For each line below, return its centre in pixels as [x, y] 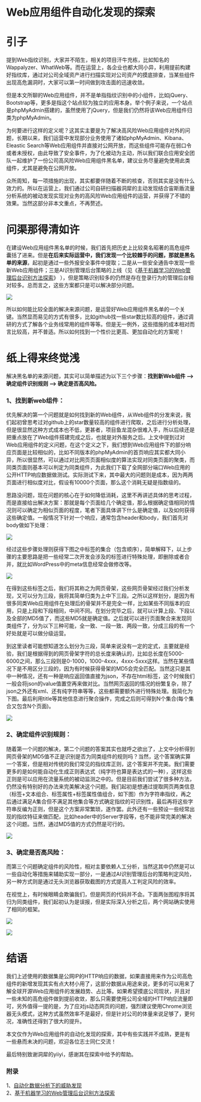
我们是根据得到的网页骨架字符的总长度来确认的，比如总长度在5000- [100, 654]
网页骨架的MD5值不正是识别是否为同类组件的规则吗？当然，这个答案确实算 [99, 756]
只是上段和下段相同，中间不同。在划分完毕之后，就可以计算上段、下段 [103, 611]
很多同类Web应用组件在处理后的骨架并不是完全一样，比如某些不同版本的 [96, 603]
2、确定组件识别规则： [39, 735]
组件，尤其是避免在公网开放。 [43, 168]
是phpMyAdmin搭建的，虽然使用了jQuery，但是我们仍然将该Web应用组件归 [99, 110]
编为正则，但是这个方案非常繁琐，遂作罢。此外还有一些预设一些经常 [106, 809]
